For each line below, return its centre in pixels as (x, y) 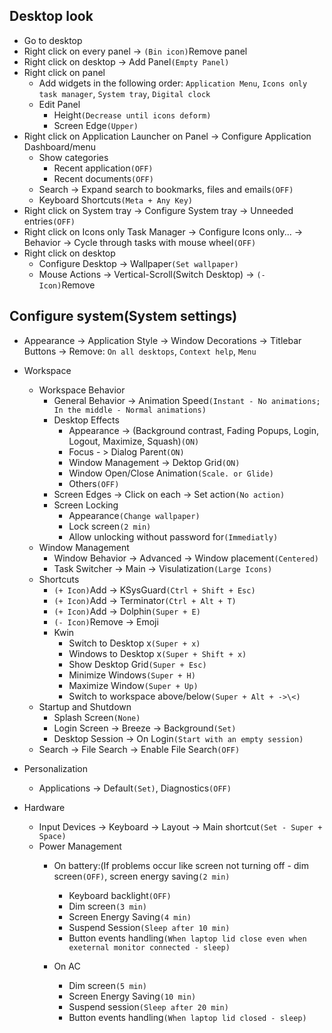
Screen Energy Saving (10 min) (132, 996)
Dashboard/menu (60, 146)
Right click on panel (64, 72)
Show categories (73, 157)
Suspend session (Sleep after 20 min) (148, 1006)
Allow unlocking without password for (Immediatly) (173, 536)
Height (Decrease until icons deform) (132, 115)
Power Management (80, 846)
